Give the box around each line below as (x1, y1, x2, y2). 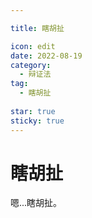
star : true (10, 106, 56, 116)
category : (10, 60, 52, 70)
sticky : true (10, 116, 65, 126)
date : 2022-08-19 (10, 51, 83, 61)
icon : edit (10, 41, 56, 51)
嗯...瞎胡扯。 (10, 197, 63, 209)
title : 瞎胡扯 (10, 23, 65, 33)
